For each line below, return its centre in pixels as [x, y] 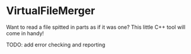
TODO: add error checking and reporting [56, 45]
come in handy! [25, 33]
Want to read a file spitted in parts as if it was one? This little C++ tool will [96, 27]
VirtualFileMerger [51, 11]
